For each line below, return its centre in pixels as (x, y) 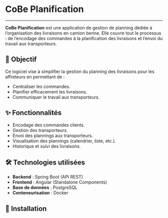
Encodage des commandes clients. (48, 125)
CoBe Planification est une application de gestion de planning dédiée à (79, 27)
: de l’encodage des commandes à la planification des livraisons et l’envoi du (84, 38)
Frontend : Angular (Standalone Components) (60, 182)
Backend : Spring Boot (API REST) (48, 177)
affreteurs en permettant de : (35, 76)
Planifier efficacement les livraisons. (50, 91)
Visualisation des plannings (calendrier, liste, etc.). (64, 140)
